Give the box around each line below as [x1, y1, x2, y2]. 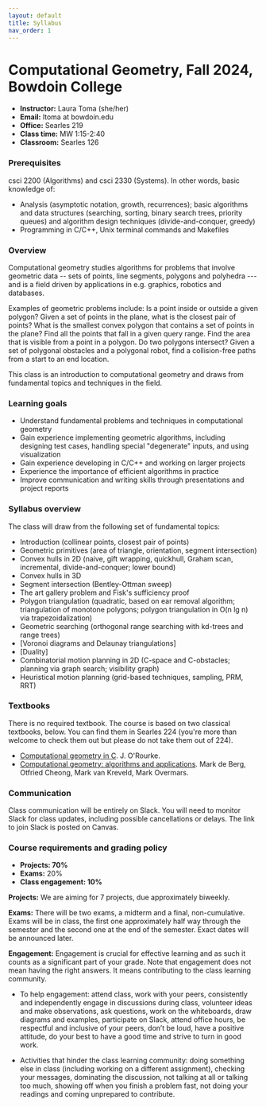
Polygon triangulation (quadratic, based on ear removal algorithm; [19, 596, 236, 605]
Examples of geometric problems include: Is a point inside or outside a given [8, 303, 258, 313]
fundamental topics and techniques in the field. [8, 378, 163, 387]
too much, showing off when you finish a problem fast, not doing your [19, 1081, 249, 1090]
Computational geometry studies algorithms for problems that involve [8, 262, 236, 272]
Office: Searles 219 [19, 121, 83, 130]
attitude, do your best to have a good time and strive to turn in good [19, 1031, 242, 1042]
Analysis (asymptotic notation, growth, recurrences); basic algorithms [19, 200, 249, 209]
